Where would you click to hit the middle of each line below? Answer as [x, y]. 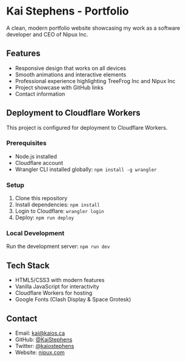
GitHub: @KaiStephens [44, 340]
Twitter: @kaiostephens [45, 346]
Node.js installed [36, 156]
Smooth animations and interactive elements [71, 75]
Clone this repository [41, 198]
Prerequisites [26, 143]
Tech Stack [28, 265]
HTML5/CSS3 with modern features [60, 280]
